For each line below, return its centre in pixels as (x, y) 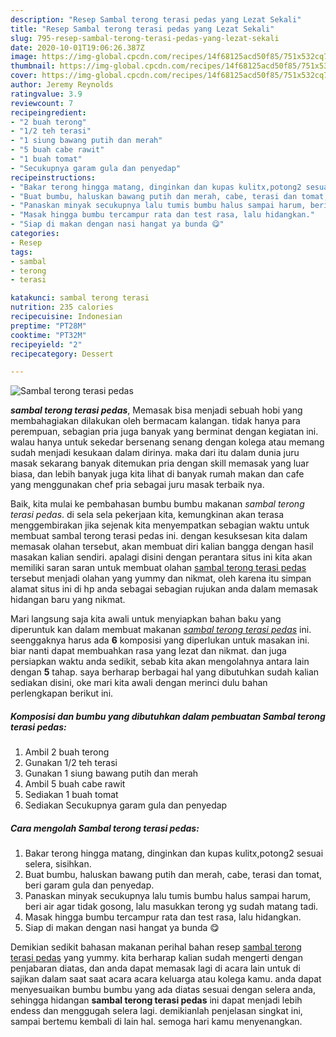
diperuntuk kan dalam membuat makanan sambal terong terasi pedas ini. (161, 630)
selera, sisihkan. (58, 864)
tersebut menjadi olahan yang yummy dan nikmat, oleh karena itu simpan (161, 578)
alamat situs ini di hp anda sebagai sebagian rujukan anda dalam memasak (164, 589)
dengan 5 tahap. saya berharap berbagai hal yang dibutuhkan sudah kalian (165, 672)
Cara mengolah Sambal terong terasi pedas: (105, 828)
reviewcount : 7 (42, 103)
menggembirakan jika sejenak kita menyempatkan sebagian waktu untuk (160, 525)
